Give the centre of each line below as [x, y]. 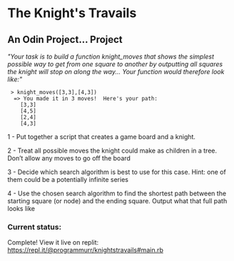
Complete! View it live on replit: [53, 242]
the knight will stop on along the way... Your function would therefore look [116, 72]
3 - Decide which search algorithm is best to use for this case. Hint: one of [117, 172]
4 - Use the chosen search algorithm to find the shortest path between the [117, 193]
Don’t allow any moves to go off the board [69, 158]
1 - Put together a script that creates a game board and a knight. [102, 137]
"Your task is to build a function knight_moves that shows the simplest [111, 56]
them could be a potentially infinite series [68, 179]
